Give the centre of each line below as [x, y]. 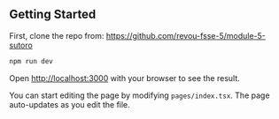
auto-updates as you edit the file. [70, 104]
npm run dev [31, 61]
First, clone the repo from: [57, 35]
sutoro [21, 45]
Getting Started [53, 15]
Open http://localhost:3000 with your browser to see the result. [125, 78]
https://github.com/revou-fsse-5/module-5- [186, 35]
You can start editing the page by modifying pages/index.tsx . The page [139, 95]
